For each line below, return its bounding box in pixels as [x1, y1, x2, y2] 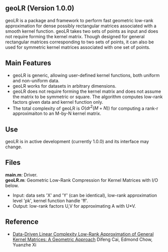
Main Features [5, 59, 51, 68]
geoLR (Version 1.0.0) [5, 4, 75, 13]
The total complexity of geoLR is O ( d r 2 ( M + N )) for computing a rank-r [12, 104, 158, 111]
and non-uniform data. [12, 78, 60, 84]
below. [5, 182, 19, 188]
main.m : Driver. [5, 171, 38, 178]
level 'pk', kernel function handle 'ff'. [12, 198, 88, 204]
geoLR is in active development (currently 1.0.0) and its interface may [5, 139, 149, 145]
